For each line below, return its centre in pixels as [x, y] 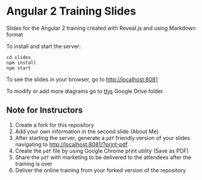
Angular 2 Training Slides [71, 11]
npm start [19, 68]
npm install [21, 63]
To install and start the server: [44, 46]
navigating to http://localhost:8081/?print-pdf [71, 144]
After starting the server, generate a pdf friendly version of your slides [103, 137]
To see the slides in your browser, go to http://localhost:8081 [82, 79]
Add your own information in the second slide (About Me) [87, 131]
